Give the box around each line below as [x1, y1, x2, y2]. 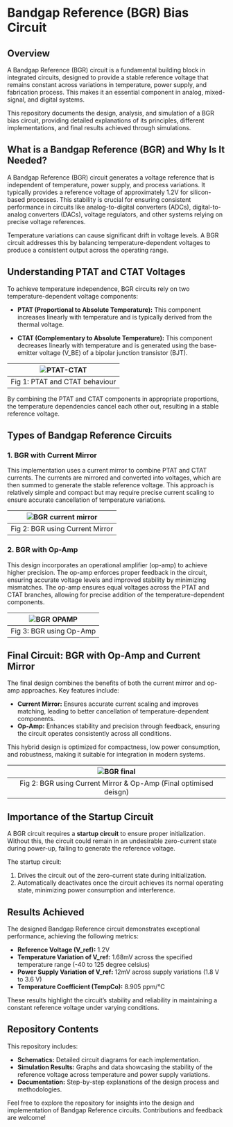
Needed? [7, 155, 47, 166]
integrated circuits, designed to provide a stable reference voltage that [7, 73, 209, 81]
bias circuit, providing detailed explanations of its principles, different [7, 116, 205, 125]
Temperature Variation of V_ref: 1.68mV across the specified [17, 953, 193, 961]
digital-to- [192, 203, 221, 211]
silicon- [189, 188, 212, 196]
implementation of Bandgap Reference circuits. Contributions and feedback [7, 1105, 223, 1114]
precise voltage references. [7, 217, 86, 226]
